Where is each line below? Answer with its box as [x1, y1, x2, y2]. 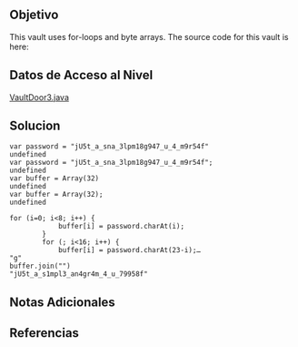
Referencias [9, 325, 80, 341]
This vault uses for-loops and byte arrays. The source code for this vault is [9, 31, 289, 42]
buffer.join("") [9, 261, 71, 271]
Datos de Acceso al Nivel [9, 67, 154, 83]
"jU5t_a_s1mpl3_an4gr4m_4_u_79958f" [9, 270, 148, 279]
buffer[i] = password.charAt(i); [57, 222, 184, 231]
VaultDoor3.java [9, 91, 70, 103]
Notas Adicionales [9, 294, 115, 310]
